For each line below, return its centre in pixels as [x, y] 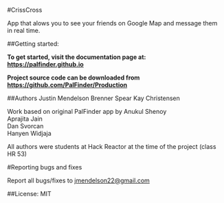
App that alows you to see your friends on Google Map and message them [112, 23]
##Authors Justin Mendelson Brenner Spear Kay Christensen [94, 98]
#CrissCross [25, 10]
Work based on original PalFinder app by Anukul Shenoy [87, 111]
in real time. [24, 31]
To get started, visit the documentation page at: [77, 57]
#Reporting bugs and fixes [45, 167]
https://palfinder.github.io [45, 64]
